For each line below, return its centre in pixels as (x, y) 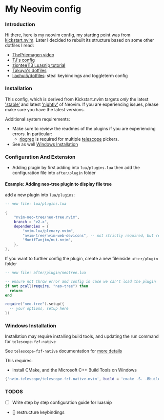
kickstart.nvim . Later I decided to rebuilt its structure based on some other (80, 40)
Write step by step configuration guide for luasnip (62, 402)
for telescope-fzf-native (31, 342)
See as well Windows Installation (45, 144)
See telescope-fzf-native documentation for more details (63, 351)
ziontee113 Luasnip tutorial (39, 65)
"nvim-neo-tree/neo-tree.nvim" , (47, 217)
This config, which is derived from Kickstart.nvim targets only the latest (77, 99)
